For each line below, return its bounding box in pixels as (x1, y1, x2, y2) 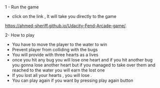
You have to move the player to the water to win (12, 42, 107, 47)
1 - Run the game (5, 4, 39, 10)
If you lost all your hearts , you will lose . (12, 73, 92, 78)
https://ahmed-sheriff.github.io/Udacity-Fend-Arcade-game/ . (5, 23, 127, 29)
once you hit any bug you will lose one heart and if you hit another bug (12, 57, 153, 62)
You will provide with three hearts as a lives (12, 52, 99, 58)
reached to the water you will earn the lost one (12, 67, 105, 73)
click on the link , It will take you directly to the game (12, 14, 117, 19)
